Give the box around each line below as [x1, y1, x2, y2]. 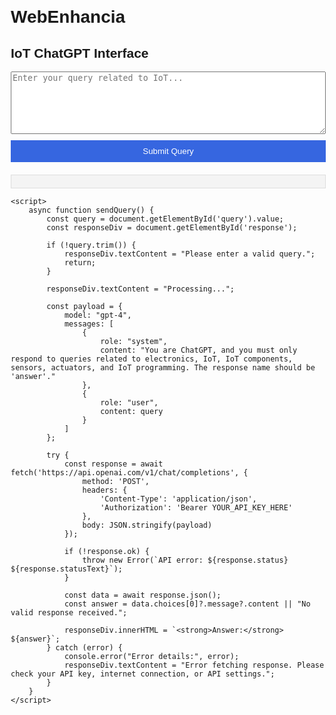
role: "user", [100, 398, 159, 408]
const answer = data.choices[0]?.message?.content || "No [63, 599, 311, 609]
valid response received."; [10, 608, 128, 618]
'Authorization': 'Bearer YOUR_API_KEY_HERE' [100, 503, 294, 513]
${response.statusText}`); [10, 564, 123, 574]
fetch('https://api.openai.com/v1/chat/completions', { [10, 468, 249, 478]
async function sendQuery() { [28, 205, 155, 215]
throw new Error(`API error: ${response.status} [82, 555, 289, 565]
